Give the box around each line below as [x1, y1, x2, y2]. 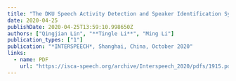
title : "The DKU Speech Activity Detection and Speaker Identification [7, 10, 221, 18]
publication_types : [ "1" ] [7, 37, 83, 44]
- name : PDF [13, 56, 49, 63]
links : [7, 50, 27, 57]
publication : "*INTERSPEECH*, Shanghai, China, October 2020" [7, 43, 193, 50]
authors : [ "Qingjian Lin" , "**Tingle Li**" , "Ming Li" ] [7, 30, 174, 37]
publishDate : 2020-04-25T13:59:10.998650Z [7, 23, 133, 30]
